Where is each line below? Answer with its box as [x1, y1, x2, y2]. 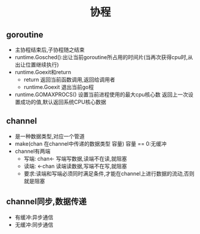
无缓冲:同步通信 [14, 221, 54, 228]
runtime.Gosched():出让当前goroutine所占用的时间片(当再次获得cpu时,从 [14, 54, 193, 60]
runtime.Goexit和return [14, 69, 72, 75]
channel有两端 [14, 147, 51, 155]
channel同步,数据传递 [6, 196, 87, 207]
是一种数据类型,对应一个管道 [14, 133, 85, 140]
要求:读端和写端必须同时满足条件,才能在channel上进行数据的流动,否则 [23, 170, 195, 177]
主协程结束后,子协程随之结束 [14, 46, 85, 53]
